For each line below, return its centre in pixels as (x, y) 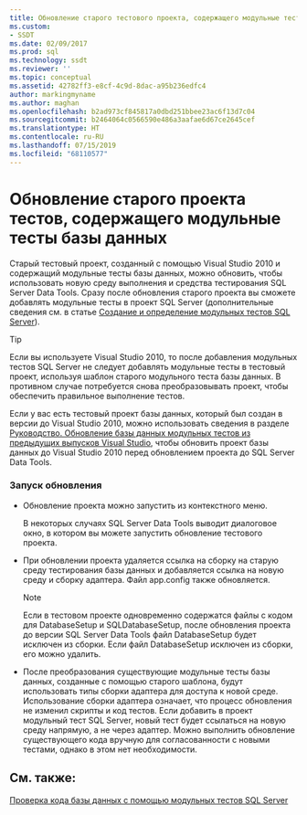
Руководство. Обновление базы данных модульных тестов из (130, 433)
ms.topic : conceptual (51, 78)
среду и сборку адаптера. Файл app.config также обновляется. (146, 579)
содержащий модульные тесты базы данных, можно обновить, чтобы (146, 273)
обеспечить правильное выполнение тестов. (97, 396)
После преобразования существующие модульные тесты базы (146, 672)
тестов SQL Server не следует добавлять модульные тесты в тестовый (148, 366)
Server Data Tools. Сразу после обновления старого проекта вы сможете (153, 292)
